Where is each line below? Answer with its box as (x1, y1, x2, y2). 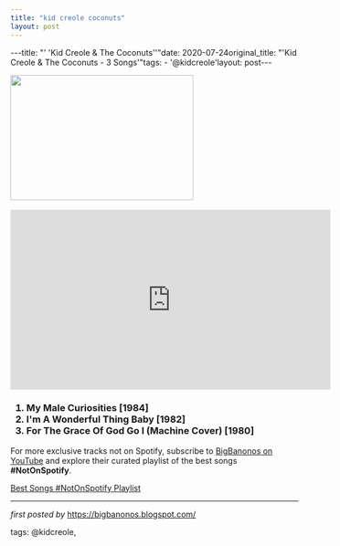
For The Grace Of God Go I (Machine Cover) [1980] (26, 425, 255, 437)
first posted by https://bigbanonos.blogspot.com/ (10, 509, 197, 520)
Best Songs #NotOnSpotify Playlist (10, 482, 141, 493)
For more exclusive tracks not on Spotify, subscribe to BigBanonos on (10, 445, 273, 457)
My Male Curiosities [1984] (26, 402, 149, 415)
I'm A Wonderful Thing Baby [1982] (26, 413, 186, 425)
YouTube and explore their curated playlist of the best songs (10, 455, 238, 466)
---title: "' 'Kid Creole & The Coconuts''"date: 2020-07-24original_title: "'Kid (10, 47, 298, 58)
